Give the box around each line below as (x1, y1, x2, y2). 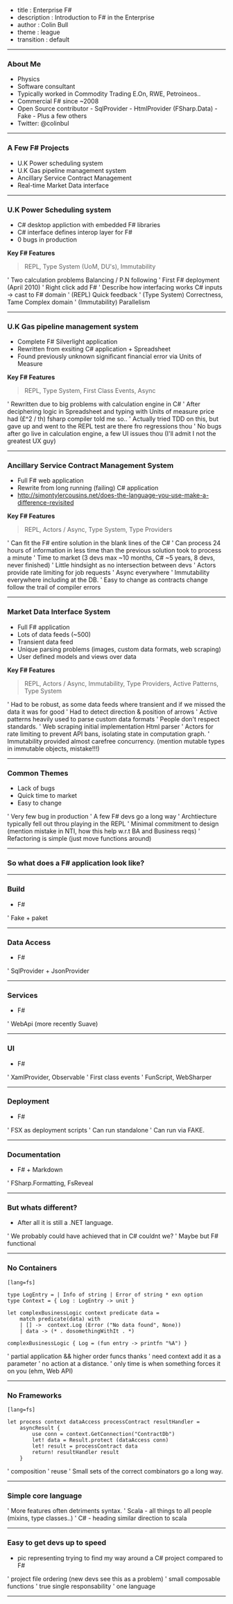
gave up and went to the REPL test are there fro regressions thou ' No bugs (7, 422, 222, 431)
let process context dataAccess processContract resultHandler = (7, 1419, 200, 1426)
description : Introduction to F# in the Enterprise (17, 13, 155, 22)
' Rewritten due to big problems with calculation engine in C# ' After (7, 400, 201, 408)
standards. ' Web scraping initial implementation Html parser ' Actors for (7, 722, 214, 730)
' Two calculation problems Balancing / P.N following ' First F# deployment (7, 276, 220, 284)
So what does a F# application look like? (7, 858, 145, 867)
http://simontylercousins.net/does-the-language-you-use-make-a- (17, 491, 209, 499)
